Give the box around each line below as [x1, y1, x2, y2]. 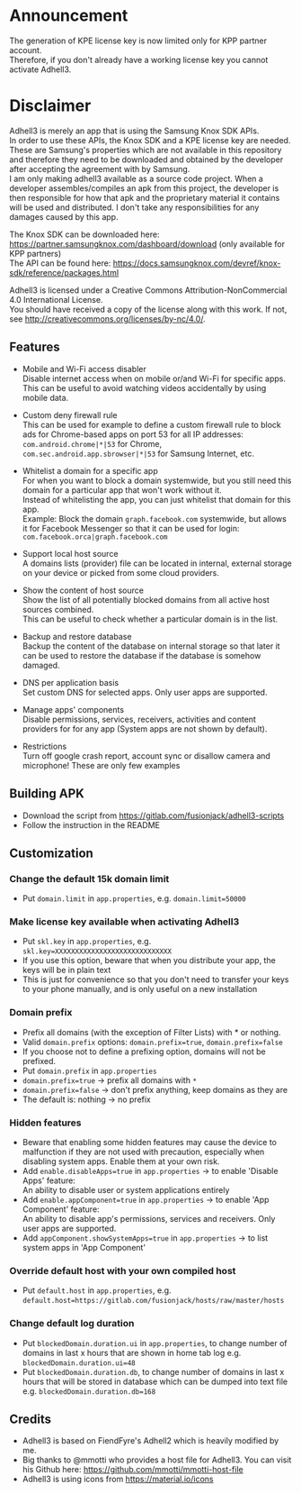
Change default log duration [9, 1317, 135, 1330]
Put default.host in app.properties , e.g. [22, 1285, 173, 1296]
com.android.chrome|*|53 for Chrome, [22, 438, 163, 449]
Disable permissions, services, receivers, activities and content [22, 714, 256, 724]
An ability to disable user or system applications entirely [22, 1185, 230, 1196]
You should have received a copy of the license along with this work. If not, [9, 304, 288, 314]
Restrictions [22, 741, 67, 751]
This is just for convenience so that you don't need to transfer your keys [22, 974, 289, 985]
